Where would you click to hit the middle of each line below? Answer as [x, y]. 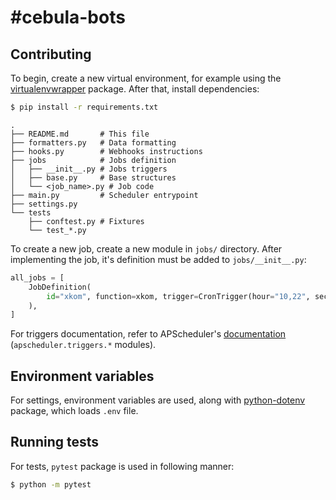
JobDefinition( [60, 287]
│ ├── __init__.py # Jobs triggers [89, 169]
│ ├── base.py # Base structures [93, 177]
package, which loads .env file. [74, 411]
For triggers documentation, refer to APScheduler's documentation [148, 334]
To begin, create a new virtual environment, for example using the [146, 78]
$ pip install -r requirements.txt [84, 107]
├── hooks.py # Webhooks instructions [106, 151]
